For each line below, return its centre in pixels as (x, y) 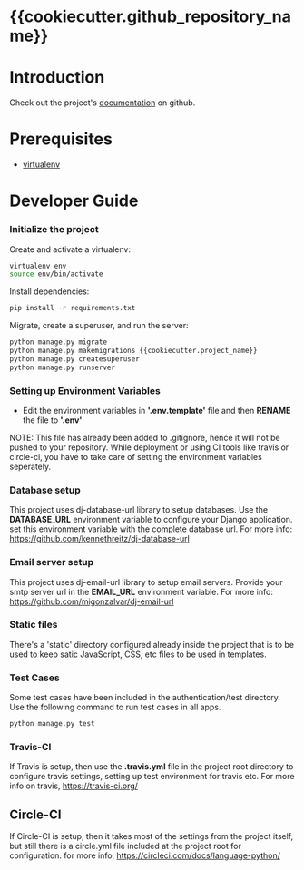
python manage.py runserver (63, 367)
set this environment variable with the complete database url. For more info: (151, 529)
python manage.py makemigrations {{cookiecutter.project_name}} (133, 351)
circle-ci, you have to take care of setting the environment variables (136, 456)
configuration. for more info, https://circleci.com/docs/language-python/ (145, 855)
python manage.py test (52, 724)
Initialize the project (54, 230)
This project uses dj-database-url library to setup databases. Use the (139, 510)
